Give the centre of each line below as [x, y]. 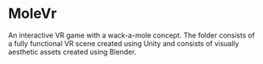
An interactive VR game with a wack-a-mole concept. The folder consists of [131, 35]
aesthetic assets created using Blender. [72, 52]
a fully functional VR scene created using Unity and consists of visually [124, 43]
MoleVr [32, 14]
